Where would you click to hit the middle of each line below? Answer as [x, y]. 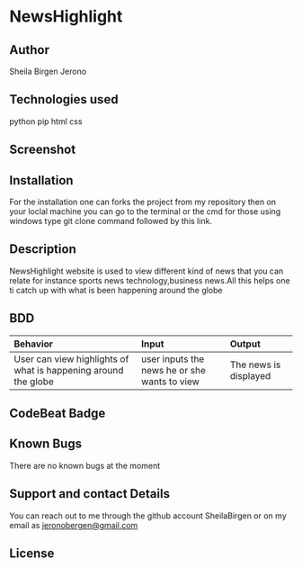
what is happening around [69, 370]
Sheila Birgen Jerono [48, 71]
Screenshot [43, 150]
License [32, 554]
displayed [250, 375]
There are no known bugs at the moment [85, 465]
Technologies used [64, 99]
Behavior [34, 344]
